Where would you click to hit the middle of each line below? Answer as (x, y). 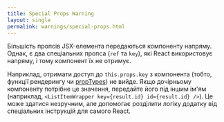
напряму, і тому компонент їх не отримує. (69, 61)
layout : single (29, 20)
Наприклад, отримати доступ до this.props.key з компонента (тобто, (110, 74)
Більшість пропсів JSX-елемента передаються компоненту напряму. (110, 46)
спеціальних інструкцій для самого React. (69, 111)
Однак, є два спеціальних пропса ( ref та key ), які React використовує (110, 53)
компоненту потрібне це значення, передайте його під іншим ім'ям (107, 89)
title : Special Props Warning (51, 14)
